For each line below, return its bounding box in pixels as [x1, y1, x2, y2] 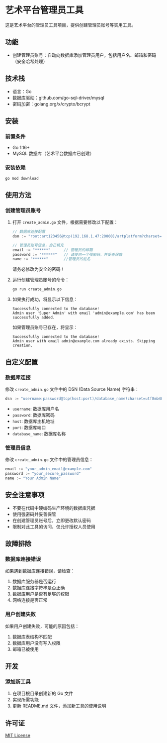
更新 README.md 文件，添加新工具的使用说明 [12, 703, 106, 709]
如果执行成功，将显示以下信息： [12, 297, 78, 303]
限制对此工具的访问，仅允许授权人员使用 [12, 524, 95, 530]
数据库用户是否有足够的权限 [12, 591, 70, 597]
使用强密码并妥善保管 [12, 511, 56, 517]
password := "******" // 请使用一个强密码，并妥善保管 [12, 252, 123, 257]
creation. [12, 343, 33, 348]
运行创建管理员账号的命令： [12, 277, 70, 283]
